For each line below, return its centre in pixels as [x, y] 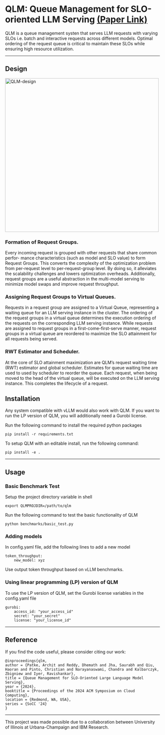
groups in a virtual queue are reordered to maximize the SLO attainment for [81, 334]
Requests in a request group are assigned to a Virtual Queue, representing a [82, 307]
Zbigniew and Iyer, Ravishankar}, [41, 674]
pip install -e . [23, 453]
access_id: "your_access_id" [44, 612]
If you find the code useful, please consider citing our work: [66, 652]
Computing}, [17, 695]
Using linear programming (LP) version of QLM [62, 582]
